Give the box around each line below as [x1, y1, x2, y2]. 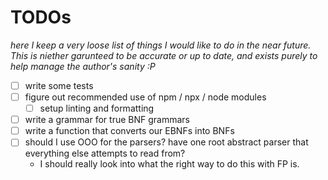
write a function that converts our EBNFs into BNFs [24, 125, 235, 137]
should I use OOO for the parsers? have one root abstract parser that [24, 136, 309, 148]
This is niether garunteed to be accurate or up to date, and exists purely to [10, 49, 318, 61]
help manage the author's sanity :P [10, 60, 156, 72]
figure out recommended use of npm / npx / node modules [24, 91, 267, 103]
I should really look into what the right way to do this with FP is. [39, 158, 300, 170]
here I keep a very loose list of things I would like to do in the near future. [10, 39, 312, 51]
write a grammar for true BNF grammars [24, 114, 190, 126]
